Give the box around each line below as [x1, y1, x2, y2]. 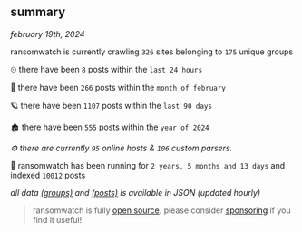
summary [10, 5, 66, 20]
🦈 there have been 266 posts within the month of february [10, 82, 226, 92]
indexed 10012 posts [10, 169, 86, 180]
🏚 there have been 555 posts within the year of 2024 [10, 121, 209, 132]
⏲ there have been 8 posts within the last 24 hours [10, 63, 203, 74]
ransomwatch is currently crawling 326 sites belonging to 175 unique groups [10, 46, 294, 57]
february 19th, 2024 [10, 28, 85, 39]
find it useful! [32, 214, 83, 225]
